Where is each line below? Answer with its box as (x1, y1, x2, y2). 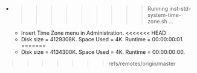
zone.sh (147, 18, 168, 25)
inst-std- (169, 5, 192, 12)
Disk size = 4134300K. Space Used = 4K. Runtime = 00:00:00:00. (21, 48, 186, 56)
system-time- (147, 11, 181, 19)
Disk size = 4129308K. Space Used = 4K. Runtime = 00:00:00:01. (21, 36, 184, 42)
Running (147, 5, 169, 12)
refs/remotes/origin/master (108, 60, 176, 67)
